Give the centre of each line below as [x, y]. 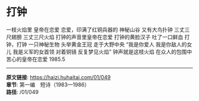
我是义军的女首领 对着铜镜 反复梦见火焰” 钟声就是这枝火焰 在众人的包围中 [102, 51]
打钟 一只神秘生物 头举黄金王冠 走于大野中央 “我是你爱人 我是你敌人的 [102, 44]
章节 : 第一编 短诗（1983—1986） [48, 84]
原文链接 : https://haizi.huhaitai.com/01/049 [59, 77]
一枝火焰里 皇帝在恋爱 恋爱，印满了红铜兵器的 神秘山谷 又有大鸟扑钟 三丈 [95, 30]
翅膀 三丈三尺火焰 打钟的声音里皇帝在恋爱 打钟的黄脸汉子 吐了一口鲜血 [97, 37]
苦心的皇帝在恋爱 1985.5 [36, 59]
